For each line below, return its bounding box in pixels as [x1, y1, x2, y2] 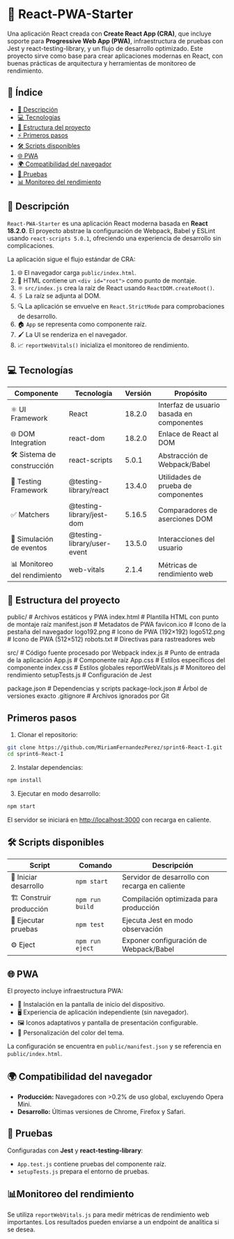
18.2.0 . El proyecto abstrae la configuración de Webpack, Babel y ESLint [7, 226, 216, 235]
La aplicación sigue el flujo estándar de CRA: [7, 255, 136, 263]
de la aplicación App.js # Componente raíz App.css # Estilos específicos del [7, 656, 226, 665]
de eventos [10, 543, 47, 553]
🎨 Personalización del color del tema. [17, 1029, 124, 1037]
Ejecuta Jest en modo [121, 916, 194, 926]
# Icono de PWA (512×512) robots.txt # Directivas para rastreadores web [7, 635, 216, 644]
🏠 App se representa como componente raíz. [17, 320, 148, 328]
